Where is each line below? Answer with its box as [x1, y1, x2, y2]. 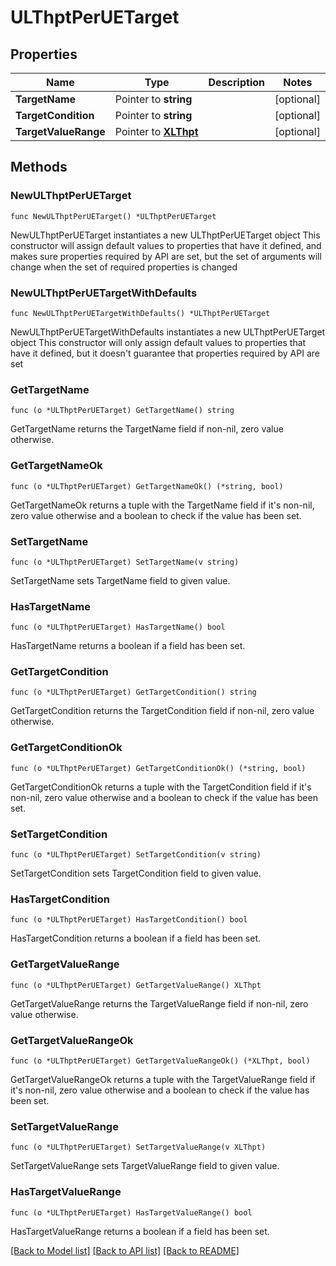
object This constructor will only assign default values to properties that [10, 336, 307, 348]
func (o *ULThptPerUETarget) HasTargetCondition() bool [10, 915, 248, 925]
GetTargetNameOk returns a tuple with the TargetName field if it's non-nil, [10, 499, 315, 511]
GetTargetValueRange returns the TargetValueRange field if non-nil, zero [10, 997, 309, 1010]
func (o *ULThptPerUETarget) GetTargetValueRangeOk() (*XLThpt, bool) [10, 1056, 311, 1066]
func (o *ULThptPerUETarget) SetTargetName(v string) [10, 557, 240, 567]
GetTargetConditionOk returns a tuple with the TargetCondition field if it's [10, 781, 312, 793]
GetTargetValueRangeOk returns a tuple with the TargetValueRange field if [10, 1073, 316, 1085]
